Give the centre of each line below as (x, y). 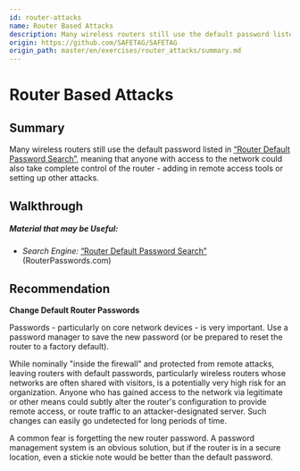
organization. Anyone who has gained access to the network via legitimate (146, 392)
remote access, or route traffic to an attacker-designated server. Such (138, 411)
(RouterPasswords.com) (67, 261)
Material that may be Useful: (64, 229)
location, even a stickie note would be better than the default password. (141, 458)
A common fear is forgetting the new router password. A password (132, 438)
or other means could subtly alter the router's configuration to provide (138, 402)
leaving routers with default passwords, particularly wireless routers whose (148, 374)
